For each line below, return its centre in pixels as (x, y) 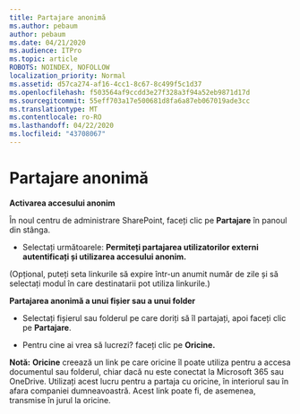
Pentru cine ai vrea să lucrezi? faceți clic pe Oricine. (119, 344)
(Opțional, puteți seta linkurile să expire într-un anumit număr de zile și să (144, 274)
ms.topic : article (43, 59)
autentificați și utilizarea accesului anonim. (104, 257)
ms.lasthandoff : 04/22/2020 (62, 126)
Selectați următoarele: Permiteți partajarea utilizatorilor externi (141, 247)
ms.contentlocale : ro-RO (56, 117)
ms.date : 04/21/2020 (48, 42)
